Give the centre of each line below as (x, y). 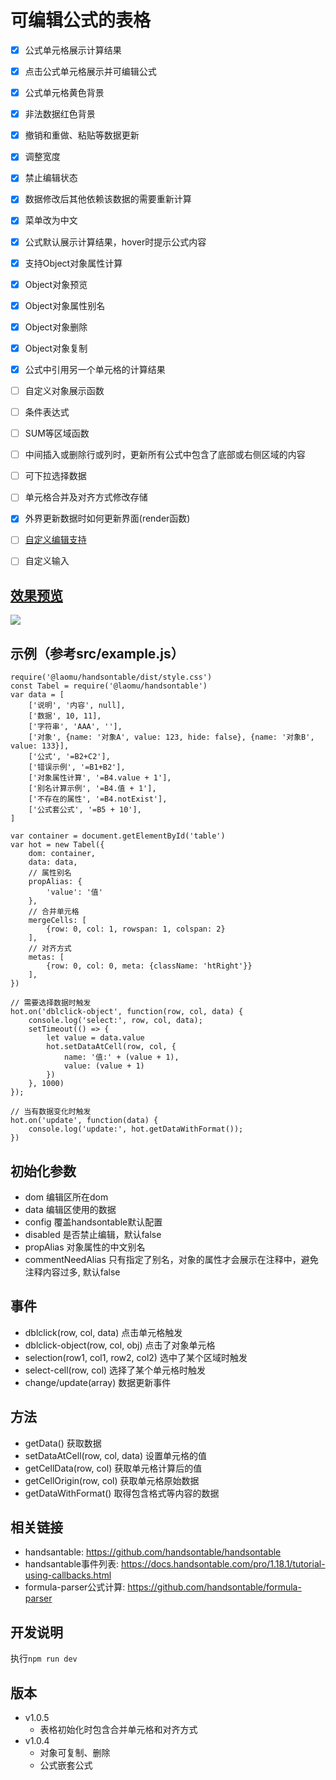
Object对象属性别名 (65, 305)
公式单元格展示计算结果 (73, 50)
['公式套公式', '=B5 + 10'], (85, 810)
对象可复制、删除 (75, 1752)
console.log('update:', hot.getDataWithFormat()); (136, 1129)
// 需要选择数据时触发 (51, 1003)
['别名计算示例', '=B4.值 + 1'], (92, 789)
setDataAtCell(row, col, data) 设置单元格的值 (115, 1455)
